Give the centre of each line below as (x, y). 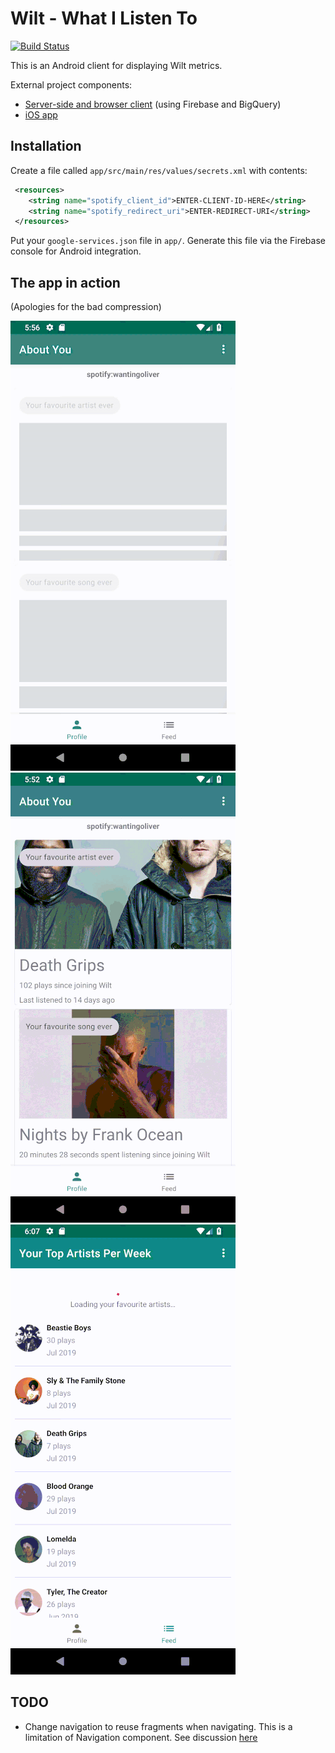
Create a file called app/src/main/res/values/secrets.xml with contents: (159, 170)
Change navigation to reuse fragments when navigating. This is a (158, 1726)
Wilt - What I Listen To (104, 18)
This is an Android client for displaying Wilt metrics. (116, 65)
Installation (46, 146)
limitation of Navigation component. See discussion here (141, 1737)
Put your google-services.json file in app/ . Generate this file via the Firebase (168, 241)
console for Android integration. (76, 251)
